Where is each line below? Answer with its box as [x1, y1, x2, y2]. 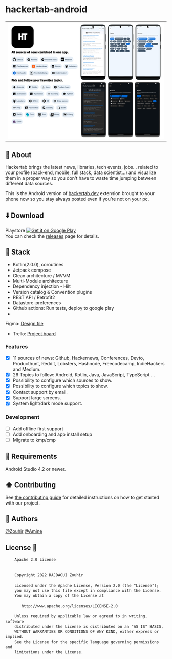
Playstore [5, 227, 26, 234]
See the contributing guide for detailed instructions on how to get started [5, 494, 160, 500]
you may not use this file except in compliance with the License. [14, 588, 161, 593]
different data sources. [5, 181, 54, 187]
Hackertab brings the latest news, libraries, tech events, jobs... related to [5, 164, 159, 170]
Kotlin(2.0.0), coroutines [12, 261, 64, 267]
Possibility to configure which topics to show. [12, 383, 109, 390]
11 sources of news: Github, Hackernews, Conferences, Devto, [12, 355, 144, 361]
